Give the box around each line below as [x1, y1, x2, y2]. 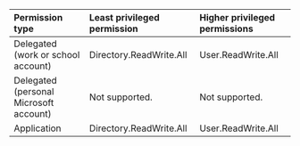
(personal [13, 85, 54, 97]
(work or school [13, 49, 80, 61]
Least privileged [88, 12, 161, 23]
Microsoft [13, 97, 54, 109]
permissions [199, 22, 254, 35]
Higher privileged [199, 12, 275, 23]
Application [13, 122, 62, 134]
